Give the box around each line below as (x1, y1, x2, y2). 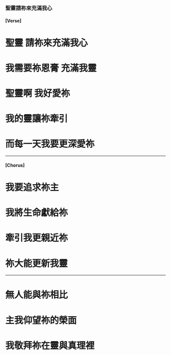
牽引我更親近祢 (5, 232, 68, 244)
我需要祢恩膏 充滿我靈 (5, 62, 97, 74)
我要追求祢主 (5, 182, 60, 193)
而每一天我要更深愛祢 (5, 138, 95, 150)
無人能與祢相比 (5, 289, 68, 301)
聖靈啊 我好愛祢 (5, 88, 70, 99)
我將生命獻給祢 (5, 207, 68, 218)
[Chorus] (5, 162, 25, 168)
